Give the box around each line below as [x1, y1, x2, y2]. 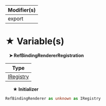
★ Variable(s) [5, 36, 64, 47]
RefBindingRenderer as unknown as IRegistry [5, 96, 101, 101]
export [8, 15, 24, 22]
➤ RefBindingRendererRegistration [9, 52, 84, 58]
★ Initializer [12, 86, 39, 92]
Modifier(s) [8, 7, 36, 13]
